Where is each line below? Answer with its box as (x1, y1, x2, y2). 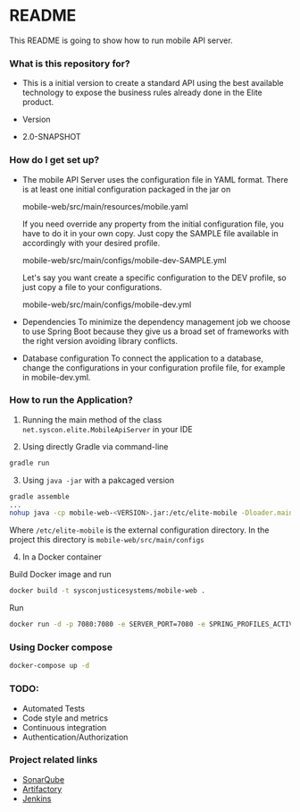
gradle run (9, 458, 50, 467)
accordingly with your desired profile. (21, 237, 161, 248)
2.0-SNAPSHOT (21, 132, 82, 142)
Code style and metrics (21, 713, 109, 723)
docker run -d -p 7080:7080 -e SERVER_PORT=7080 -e (9, 620, 205, 629)
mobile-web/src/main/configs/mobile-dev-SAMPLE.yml (21, 254, 227, 265)
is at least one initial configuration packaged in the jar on (21, 184, 231, 194)
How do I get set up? (9, 154, 100, 167)
